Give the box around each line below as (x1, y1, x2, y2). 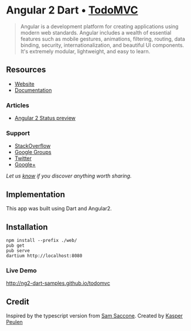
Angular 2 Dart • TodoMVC (6, 4, 138, 17)
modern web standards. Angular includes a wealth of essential (20, 29, 172, 36)
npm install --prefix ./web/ (6, 237, 77, 243)
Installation (6, 222, 48, 232)
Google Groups (14, 149, 52, 156)
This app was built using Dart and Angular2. (6, 205, 112, 212)
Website (14, 80, 35, 87)
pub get (6, 243, 25, 248)
